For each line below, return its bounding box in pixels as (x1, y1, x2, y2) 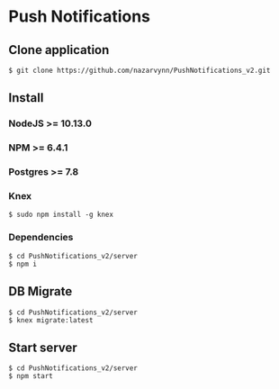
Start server (8, 339, 77, 355)
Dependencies (8, 231, 74, 244)
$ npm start (8, 372, 53, 381)
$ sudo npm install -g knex (8, 210, 114, 220)
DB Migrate (8, 284, 73, 299)
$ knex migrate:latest (8, 315, 94, 325)
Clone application (8, 42, 110, 58)
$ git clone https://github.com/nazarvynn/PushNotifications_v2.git (8, 66, 271, 75)
